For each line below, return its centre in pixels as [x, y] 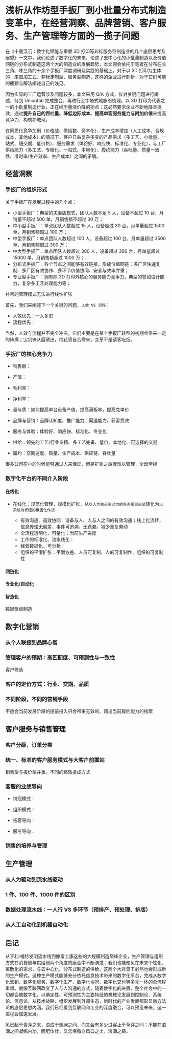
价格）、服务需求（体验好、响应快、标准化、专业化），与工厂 [103, 143]
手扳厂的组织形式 [26, 190]
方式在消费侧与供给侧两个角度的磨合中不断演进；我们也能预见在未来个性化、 [86, 962]
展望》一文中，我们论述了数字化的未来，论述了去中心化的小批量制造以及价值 [86, 57]
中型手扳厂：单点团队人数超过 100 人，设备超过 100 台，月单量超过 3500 [89, 238]
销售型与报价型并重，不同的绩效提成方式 [48, 772]
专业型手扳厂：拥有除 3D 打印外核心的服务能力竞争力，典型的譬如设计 [86, 276]
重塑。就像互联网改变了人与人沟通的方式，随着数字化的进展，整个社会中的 [83, 988]
